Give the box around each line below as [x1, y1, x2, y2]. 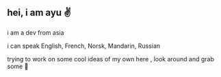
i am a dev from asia [7, 28, 64, 37]
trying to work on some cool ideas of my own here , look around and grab [7, 55, 214, 63]
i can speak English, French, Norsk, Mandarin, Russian [7, 42, 161, 50]
